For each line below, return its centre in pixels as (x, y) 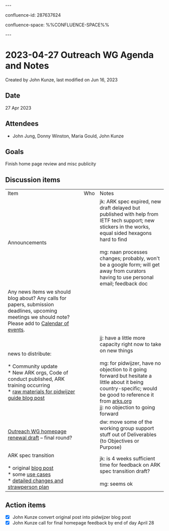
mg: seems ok (116, 484)
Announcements (27, 243)
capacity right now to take (131, 345)
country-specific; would (129, 389)
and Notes (27, 66)
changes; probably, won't (130, 259)
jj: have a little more (123, 338)
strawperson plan (28, 487)
